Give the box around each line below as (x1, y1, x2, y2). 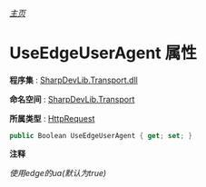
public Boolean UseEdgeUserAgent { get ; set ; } (9, 131, 193, 140)
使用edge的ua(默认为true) (9, 168, 107, 179)
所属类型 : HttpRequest (9, 113, 95, 123)
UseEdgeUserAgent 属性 (9, 43, 197, 63)
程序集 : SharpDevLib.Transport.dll (9, 74, 138, 85)
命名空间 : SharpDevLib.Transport (9, 93, 135, 104)
